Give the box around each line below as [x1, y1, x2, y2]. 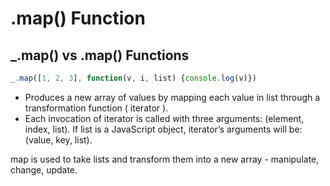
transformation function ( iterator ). [24, 102, 169, 114]
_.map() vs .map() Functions [10, 47, 190, 64]
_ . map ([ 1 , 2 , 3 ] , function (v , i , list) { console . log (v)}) [10, 73, 258, 83]
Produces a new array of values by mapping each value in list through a [24, 91, 321, 103]
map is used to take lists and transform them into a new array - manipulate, [10, 153, 320, 165]
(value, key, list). [24, 133, 93, 146]
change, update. [10, 163, 78, 176]
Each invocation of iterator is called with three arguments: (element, [24, 112, 305, 124]
